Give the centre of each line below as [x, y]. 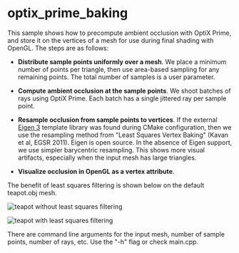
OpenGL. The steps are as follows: [58, 48]
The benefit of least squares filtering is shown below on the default [106, 185]
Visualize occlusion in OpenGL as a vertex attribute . [96, 171]
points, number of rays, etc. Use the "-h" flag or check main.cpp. [103, 242]
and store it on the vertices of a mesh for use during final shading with [111, 40]
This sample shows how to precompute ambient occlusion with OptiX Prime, [119, 33]
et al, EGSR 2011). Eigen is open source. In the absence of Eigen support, [125, 142]
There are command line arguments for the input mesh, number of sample [116, 234]
